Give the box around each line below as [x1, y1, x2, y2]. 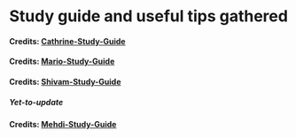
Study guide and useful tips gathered [9, 6, 288, 27]
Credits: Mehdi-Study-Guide [9, 119, 117, 129]
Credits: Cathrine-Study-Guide [9, 35, 126, 46]
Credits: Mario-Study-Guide [9, 56, 115, 67]
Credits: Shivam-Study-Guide [9, 76, 121, 87]
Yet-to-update [9, 96, 64, 107]
